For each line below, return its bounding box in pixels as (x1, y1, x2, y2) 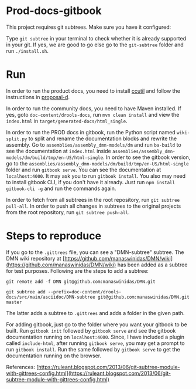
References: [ (6, 363, 39, 370)
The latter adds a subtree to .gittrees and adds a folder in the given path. (6, 309, 185, 316)
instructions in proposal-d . (6, 93, 70, 100)
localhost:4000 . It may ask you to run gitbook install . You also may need (6, 172, 186, 180)
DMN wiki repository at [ (6, 255, 65, 262)
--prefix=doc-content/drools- (47, 289, 122, 295)
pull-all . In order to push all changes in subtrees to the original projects (6, 202, 181, 209)
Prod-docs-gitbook (6, 4, 102, 18)
